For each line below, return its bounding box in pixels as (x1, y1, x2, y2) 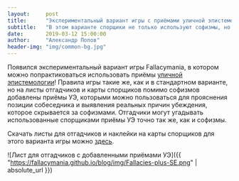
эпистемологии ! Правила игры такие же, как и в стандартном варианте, (7, 78, 228, 86)
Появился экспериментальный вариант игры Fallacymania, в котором (7, 63, 219, 71)
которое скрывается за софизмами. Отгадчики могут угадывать (7, 108, 204, 116)
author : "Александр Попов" (7, 37, 100, 44)
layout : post (7, 10, 59, 18)
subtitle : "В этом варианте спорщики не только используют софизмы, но (7, 23, 231, 31)
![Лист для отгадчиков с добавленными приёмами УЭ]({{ (7, 150, 181, 159)
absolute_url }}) (7, 166, 53, 174)
